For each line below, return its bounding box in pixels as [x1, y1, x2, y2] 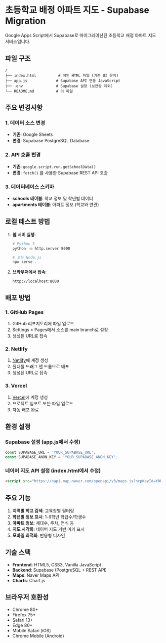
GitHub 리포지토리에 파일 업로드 [12, 321, 74, 327]
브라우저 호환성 [5, 593, 49, 601]
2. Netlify [5, 345, 28, 352]
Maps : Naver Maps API [12, 572, 60, 578]
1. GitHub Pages [5, 308, 44, 315]
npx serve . [12, 259, 37, 264]
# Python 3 [12, 241, 35, 246]
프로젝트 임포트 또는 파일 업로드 [12, 400, 73, 406]
